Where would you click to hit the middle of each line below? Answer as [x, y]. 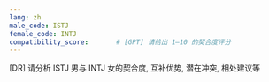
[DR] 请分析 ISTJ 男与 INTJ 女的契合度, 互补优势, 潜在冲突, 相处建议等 [135, 68]
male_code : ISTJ [39, 26]
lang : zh [25, 17]
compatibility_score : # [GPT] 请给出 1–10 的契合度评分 [120, 42]
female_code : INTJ [43, 34]
